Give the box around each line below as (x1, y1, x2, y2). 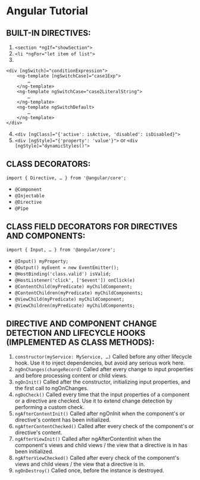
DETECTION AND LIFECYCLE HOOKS (6, 328, 146, 338)
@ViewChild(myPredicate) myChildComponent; (14, 296, 125, 302)
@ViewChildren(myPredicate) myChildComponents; (14, 303, 135, 308)
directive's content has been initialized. (14, 416, 111, 423)
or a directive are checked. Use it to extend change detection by (14, 397, 173, 404)
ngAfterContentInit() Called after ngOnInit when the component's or (14, 410, 185, 417)
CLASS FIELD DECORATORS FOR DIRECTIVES (6, 222, 178, 232)
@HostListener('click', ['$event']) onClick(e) (14, 277, 135, 283)
